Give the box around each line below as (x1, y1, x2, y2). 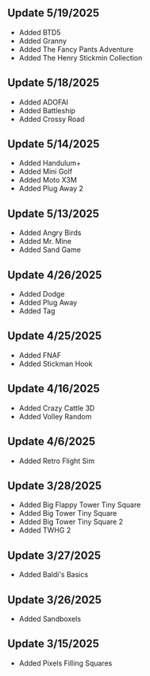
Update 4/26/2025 (7, 268, 102, 281)
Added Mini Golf (18, 167, 73, 176)
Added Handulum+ (18, 159, 81, 168)
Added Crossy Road (18, 114, 85, 124)
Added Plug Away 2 (18, 183, 84, 194)
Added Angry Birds (18, 228, 82, 238)
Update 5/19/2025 (7, 6, 100, 20)
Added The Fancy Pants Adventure (18, 44, 134, 54)
